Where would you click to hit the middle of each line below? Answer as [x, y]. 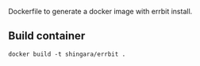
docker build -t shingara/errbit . [67, 54]
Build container [47, 36]
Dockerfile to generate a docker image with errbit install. [100, 11]
